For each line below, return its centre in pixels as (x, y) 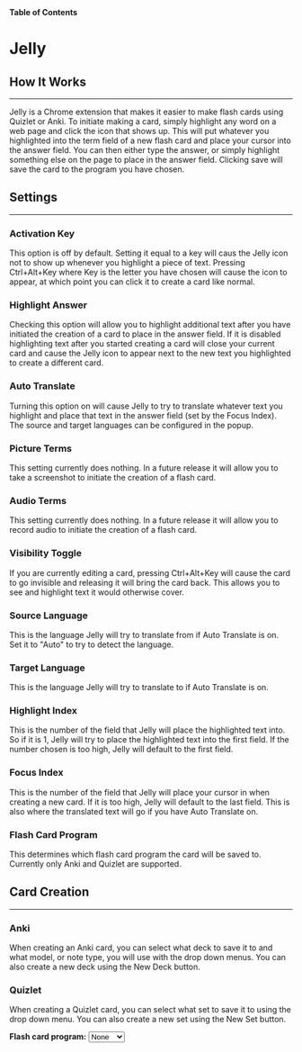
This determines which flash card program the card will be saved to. (136, 854)
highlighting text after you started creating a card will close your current (142, 344)
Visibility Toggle (46, 553)
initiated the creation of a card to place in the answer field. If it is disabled (145, 334)
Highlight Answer (49, 305)
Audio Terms (38, 500)
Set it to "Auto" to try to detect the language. (92, 644)
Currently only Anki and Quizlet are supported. (95, 864)
